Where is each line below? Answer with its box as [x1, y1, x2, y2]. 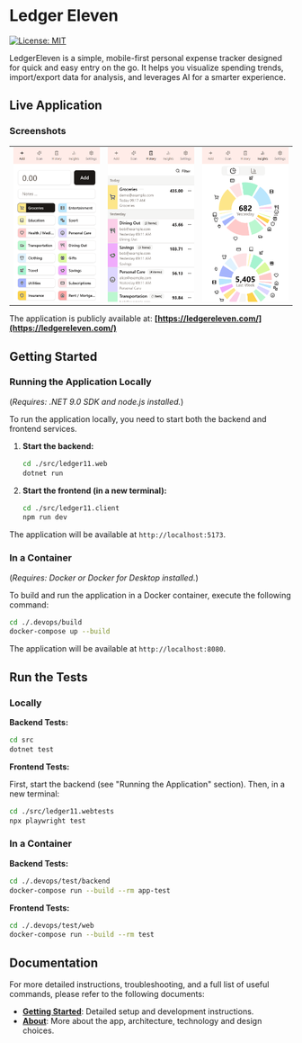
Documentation [9, 955, 99, 970]
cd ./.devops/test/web [9, 921, 94, 930]
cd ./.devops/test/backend [9, 877, 111, 886]
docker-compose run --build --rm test [9, 931, 155, 940]
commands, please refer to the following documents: [9, 989, 205, 1000]
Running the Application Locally [9, 375, 152, 388]
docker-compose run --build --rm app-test [9, 886, 171, 895]
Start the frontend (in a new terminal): [22, 485, 167, 496]
